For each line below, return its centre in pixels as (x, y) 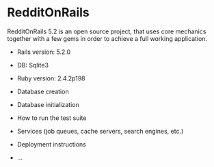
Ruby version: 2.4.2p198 (51, 78)
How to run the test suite (52, 118)
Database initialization (48, 104)
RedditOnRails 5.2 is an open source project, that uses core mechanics (107, 31)
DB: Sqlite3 (33, 65)
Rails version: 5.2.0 (44, 52)
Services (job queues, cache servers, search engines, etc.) (100, 131)
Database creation (43, 91)
